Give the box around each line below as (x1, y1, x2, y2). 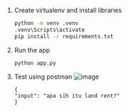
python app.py (14, 60, 56, 67)
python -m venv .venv (14, 20, 78, 27)
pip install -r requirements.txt (14, 33, 114, 40)
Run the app (14, 45, 51, 54)
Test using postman (14, 72, 73, 81)
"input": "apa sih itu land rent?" (14, 92, 120, 99)
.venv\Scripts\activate (14, 26, 86, 33)
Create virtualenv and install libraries (14, 6, 123, 14)
